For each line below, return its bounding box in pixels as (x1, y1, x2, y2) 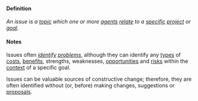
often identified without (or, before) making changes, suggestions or (6, 82, 175, 89)
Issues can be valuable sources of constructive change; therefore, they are (6, 75, 192, 83)
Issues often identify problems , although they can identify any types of (6, 51, 181, 59)
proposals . (6, 88, 33, 96)
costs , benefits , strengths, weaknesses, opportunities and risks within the (6, 57, 188, 65)
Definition (6, 5, 32, 12)
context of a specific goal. (6, 64, 71, 71)
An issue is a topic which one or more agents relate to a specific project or (6, 18, 191, 25)
